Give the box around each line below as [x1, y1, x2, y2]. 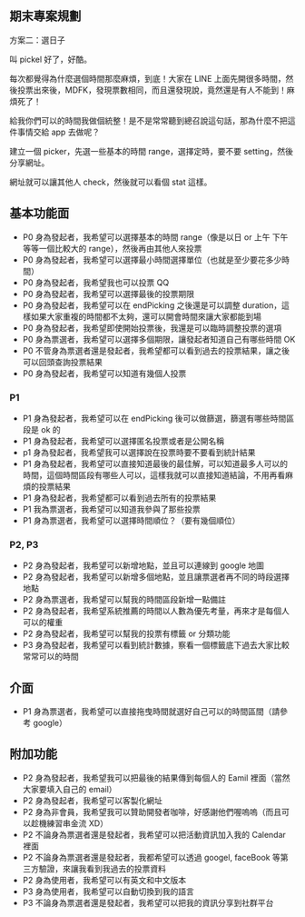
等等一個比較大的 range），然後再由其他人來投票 [22, 243, 202, 254]
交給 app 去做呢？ [33, 126, 100, 137]
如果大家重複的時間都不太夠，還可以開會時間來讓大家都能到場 [30, 311, 261, 322]
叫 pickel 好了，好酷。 [9, 54, 93, 65]
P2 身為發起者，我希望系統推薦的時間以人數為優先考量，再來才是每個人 [22, 605, 290, 616]
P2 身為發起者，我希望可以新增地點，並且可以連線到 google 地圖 [22, 560, 265, 571]
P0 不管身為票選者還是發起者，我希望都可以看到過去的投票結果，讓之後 [22, 344, 290, 356]
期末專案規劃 [9, 8, 82, 25]
